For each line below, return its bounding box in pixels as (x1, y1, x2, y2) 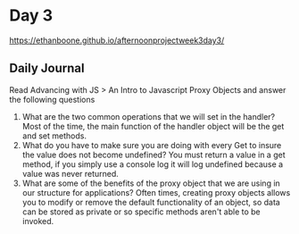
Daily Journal (9, 61, 85, 76)
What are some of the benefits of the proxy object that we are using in (21, 178, 281, 188)
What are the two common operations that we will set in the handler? (21, 111, 275, 121)
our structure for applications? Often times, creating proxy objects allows (21, 187, 291, 197)
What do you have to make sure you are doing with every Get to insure (21, 139, 282, 150)
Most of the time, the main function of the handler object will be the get (21, 121, 285, 131)
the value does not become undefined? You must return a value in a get (21, 149, 286, 160)
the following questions (9, 94, 96, 104)
